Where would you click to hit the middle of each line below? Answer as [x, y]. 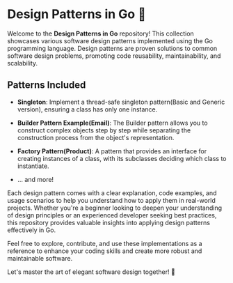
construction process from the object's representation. [96, 137]
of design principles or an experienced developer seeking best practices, [112, 215]
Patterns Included [47, 85]
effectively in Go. [32, 230]
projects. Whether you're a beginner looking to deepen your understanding [115, 208]
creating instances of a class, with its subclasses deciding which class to [122, 158]
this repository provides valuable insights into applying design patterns [109, 222]
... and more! [35, 179]
